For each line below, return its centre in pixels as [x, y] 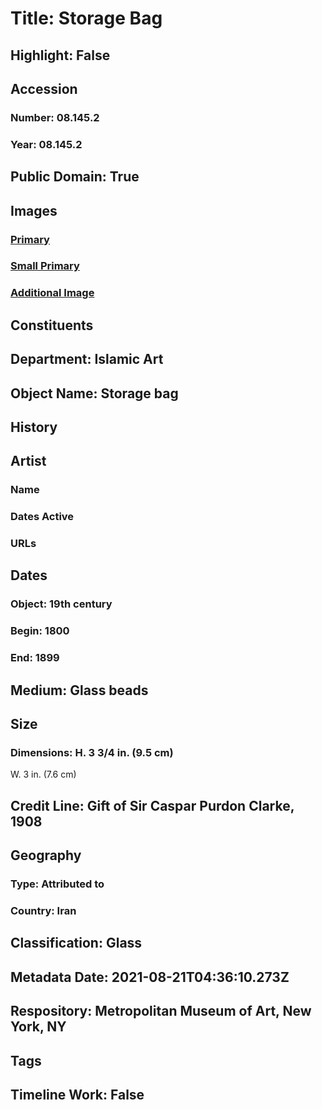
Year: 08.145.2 [46, 144]
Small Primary [45, 266]
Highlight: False [60, 55]
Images [34, 210]
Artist [28, 461]
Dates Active [42, 517]
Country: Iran [43, 910]
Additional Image [52, 293]
